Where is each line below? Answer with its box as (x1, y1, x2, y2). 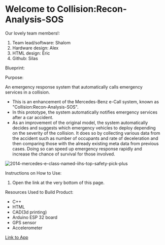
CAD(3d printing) (12, 209, 47, 215)
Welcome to (5, 3, 55, 15)
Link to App (5, 234, 29, 240)
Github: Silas (12, 55, 38, 61)
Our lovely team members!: (5, 30, 60, 36)
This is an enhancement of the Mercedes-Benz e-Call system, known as (12, 98, 159, 104)
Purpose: (5, 74, 24, 80)
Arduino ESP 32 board (12, 214, 58, 220)
